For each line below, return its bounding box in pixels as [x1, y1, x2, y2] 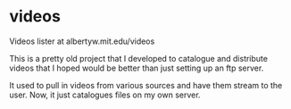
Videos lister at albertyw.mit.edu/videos [9, 36, 155, 46]
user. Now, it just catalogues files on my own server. [9, 89, 201, 100]
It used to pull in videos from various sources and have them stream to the [9, 80, 283, 90]
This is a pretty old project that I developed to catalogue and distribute [9, 53, 268, 63]
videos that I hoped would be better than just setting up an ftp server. [9, 63, 264, 73]
